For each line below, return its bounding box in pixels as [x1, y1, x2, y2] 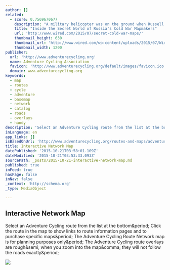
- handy [10, 120, 26, 125]
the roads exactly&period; [5, 249, 59, 255]
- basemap [10, 97, 30, 102]
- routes [10, 82, 28, 87]
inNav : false [5, 176, 33, 182]
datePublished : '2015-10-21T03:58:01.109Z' [5, 149, 99, 154]
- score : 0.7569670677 [10, 17, 58, 22]
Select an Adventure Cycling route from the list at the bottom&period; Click [5, 222, 161, 229]
